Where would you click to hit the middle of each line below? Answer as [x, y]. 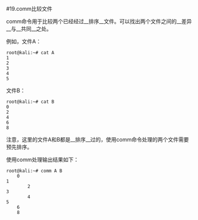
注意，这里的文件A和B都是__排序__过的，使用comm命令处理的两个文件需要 [98, 139]
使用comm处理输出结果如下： [43, 160]
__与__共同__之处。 [29, 29]
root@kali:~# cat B [30, 102]
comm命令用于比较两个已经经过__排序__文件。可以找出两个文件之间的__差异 [99, 21]
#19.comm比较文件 [29, 9]
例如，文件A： [24, 41]
